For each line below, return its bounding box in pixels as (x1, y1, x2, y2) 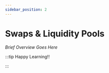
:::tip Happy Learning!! (5, 54, 50, 59)
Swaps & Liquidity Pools (5, 28, 105, 39)
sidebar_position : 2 (5, 7, 47, 12)
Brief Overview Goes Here (5, 44, 58, 50)
